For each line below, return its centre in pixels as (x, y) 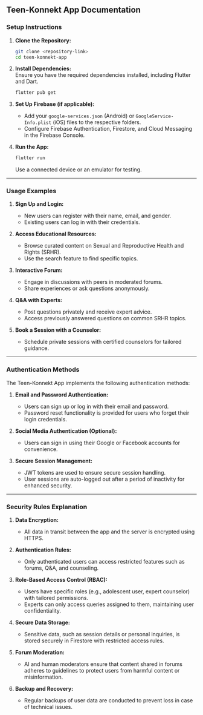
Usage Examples (31, 191)
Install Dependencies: (43, 68)
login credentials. (46, 419)
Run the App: (32, 147)
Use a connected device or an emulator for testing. (78, 170)
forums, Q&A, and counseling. (61, 568)
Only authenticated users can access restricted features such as (105, 562)
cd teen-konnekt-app (41, 57)
